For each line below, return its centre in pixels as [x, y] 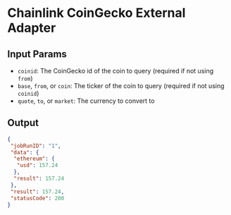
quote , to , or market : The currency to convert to [86, 101]
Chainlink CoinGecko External [96, 13]
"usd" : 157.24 [37, 166]
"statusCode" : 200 [37, 198]
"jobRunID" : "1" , [36, 146]
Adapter [32, 28]
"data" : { [25, 152]
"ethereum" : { [34, 159]
